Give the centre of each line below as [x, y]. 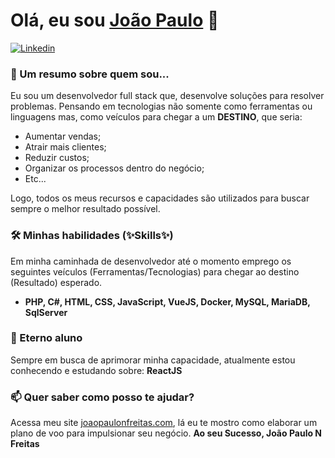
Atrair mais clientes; [65, 147]
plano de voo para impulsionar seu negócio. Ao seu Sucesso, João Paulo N [166, 433]
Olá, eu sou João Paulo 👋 [115, 20]
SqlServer [46, 312]
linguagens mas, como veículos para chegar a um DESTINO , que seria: [156, 117]
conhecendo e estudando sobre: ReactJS [96, 370]
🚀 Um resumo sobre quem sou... [90, 74]
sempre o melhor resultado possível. [85, 209]
